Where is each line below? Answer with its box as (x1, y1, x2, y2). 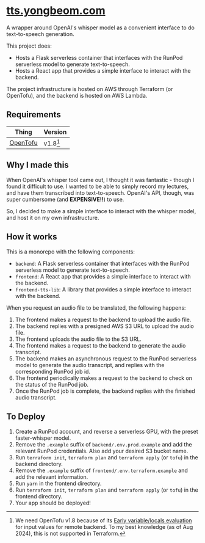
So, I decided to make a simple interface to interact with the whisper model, (6, 207, 196, 214)
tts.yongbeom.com (6, 4, 106, 18)
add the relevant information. (15, 473, 88, 480)
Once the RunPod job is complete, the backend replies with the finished (15, 387, 195, 395)
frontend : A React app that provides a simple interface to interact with (15, 272, 191, 280)
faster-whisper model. (15, 434, 71, 442)
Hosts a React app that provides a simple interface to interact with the (15, 67, 191, 74)
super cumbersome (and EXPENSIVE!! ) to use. (6, 195, 124, 203)
